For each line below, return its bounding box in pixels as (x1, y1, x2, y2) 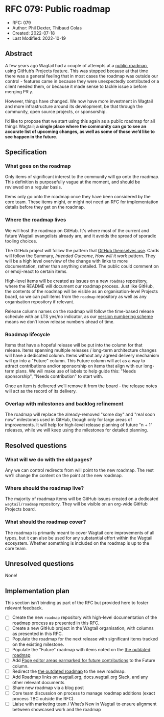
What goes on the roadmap (5, 163, 71, 170)
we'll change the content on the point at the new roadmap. (5, 473, 123, 478)
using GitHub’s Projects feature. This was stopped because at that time (5, 68, 148, 74)
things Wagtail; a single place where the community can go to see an (5, 123, 147, 129)
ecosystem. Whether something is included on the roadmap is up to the (5, 540, 149, 546)
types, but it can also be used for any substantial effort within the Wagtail (5, 535, 153, 541)
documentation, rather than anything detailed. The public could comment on (5, 263, 159, 269)
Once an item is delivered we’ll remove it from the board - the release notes (5, 383, 158, 389)
